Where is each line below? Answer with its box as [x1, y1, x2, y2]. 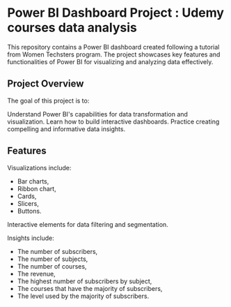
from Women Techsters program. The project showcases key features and [7, 50, 221, 59]
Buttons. [17, 207, 42, 215]
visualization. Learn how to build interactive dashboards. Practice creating [7, 117, 220, 126]
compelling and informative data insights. [7, 124, 126, 133]
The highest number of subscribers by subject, [17, 277, 152, 285]
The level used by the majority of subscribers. [17, 292, 150, 300]
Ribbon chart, [17, 184, 57, 193]
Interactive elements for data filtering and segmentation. [7, 220, 168, 228]
